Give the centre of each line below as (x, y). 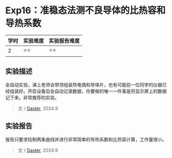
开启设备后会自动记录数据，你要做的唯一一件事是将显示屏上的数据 (97, 91)
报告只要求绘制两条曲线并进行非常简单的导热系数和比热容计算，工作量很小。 (86, 139)
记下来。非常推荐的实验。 (32, 97)
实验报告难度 (64, 40)
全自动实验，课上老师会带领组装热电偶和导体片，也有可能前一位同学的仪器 (84, 84)
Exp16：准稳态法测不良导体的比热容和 (85, 10)
